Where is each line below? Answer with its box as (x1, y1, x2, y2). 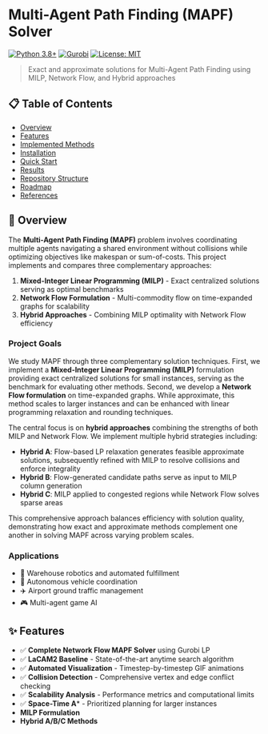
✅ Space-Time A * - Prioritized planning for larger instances (19, 698, 218, 708)
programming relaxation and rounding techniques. (8, 407, 174, 417)
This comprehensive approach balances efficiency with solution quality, (8, 513, 245, 523)
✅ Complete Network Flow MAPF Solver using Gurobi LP (19, 645, 210, 655)
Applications (8, 550, 59, 561)
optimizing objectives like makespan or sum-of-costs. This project (8, 252, 226, 261)
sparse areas (19, 497, 63, 507)
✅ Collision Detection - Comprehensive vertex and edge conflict (19, 672, 234, 681)
